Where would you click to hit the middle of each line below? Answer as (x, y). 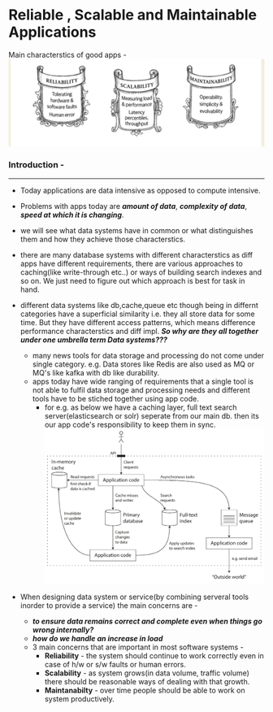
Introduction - (37, 165)
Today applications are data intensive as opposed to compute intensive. (140, 190)
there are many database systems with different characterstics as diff (136, 254)
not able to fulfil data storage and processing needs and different (141, 390)
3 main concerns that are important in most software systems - (138, 647)
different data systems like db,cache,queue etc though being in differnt (139, 305)
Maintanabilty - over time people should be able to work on (145, 690)
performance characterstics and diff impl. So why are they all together (139, 331)
